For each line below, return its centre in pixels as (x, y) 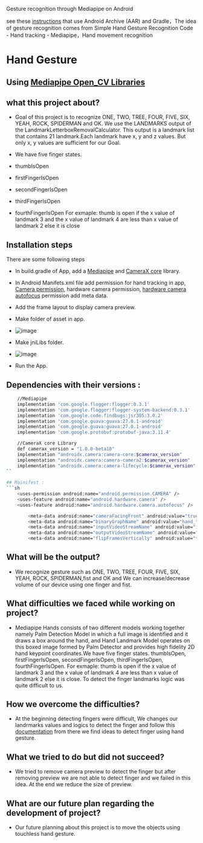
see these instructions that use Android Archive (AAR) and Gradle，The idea (101, 21)
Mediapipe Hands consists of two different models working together (100, 627)
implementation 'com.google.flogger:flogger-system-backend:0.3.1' (104, 410)
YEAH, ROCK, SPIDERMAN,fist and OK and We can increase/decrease (102, 578)
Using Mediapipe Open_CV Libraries (76, 82)
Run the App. (31, 366)
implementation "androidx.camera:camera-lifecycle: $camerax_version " (107, 466)
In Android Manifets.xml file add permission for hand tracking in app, (100, 283)
